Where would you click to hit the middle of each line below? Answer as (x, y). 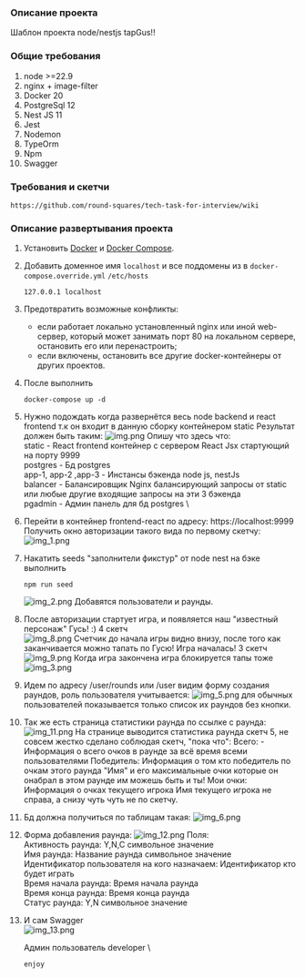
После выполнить (58, 383)
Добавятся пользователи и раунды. (143, 602)
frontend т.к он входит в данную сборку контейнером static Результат (159, 426)
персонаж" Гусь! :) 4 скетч (76, 629)
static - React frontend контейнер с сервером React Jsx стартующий (156, 446)
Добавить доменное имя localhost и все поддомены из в (136, 266)
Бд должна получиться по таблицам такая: (107, 818)
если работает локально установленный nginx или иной (146, 327)
